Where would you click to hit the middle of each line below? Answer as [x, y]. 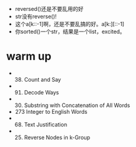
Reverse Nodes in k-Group [57, 137]
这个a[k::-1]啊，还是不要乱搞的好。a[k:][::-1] [70, 24]
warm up [29, 57]
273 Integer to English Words [51, 111]
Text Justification [46, 124]
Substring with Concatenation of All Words [77, 105]
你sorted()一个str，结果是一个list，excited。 [70, 31]
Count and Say [43, 79]
